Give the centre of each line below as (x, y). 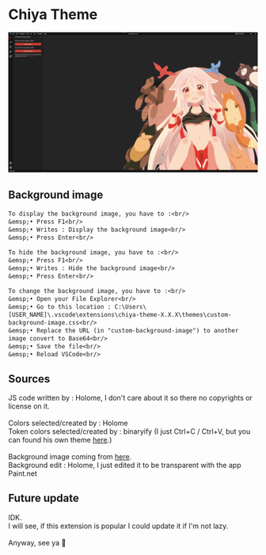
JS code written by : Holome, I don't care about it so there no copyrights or (131, 398)
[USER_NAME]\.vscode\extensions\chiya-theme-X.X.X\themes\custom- (120, 315)
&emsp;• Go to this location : (60, 307)
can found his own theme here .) (60, 440)
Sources (29, 379)
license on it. (29, 406)
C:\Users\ (131, 307)
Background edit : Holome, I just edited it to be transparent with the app (125, 466)
